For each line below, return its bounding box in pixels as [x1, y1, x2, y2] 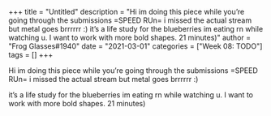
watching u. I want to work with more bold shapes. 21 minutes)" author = [8, 32, 252, 42]
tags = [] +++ [8, 50, 54, 59]
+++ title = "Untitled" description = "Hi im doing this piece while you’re [8, 7, 245, 16]
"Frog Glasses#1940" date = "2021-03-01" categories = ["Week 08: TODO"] [8, 41, 263, 51]
